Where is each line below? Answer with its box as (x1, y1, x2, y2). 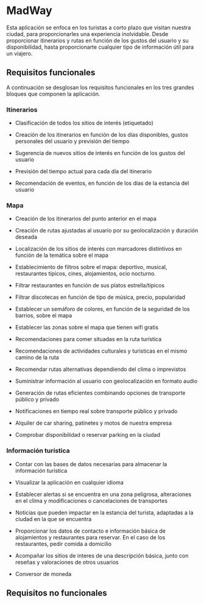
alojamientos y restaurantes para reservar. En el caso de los (15, 533, 166, 541)
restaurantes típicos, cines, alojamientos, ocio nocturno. (15, 270, 157, 278)
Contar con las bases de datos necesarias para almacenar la (15, 460, 167, 467)
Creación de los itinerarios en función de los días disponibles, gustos (15, 131, 189, 138)
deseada (15, 233, 38, 241)
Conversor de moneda (15, 570, 72, 577)
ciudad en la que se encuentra (15, 515, 92, 522)
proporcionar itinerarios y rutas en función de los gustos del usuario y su (6, 37, 189, 44)
